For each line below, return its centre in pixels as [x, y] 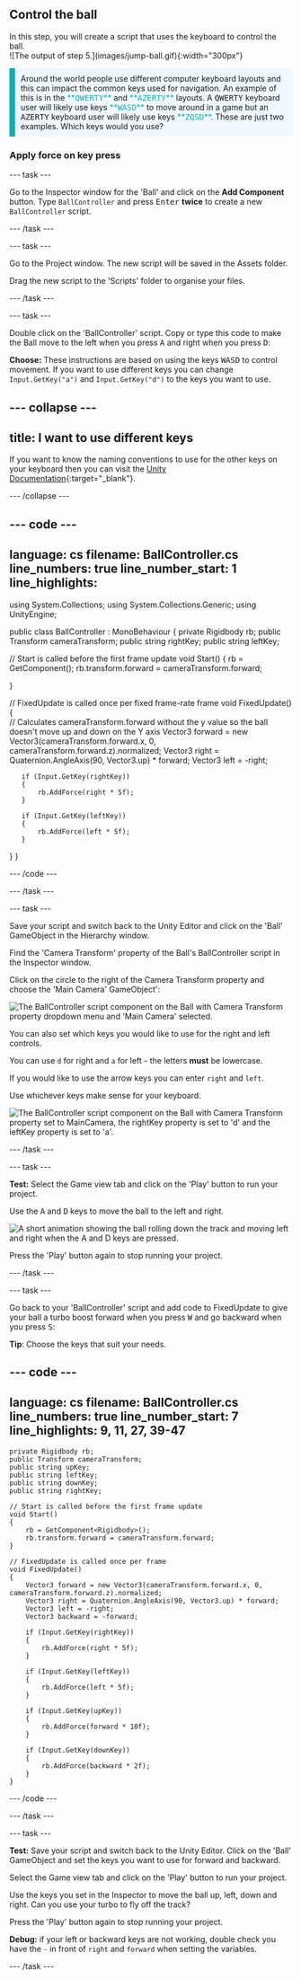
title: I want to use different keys [101, 438]
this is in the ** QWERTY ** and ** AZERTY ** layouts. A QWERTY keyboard [150, 97]
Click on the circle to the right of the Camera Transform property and [137, 979]
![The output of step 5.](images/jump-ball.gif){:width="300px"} [126, 55]
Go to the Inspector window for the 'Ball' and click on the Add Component [147, 192]
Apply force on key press [65, 155]
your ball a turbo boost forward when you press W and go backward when [146, 1317]
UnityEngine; [33, 614]
